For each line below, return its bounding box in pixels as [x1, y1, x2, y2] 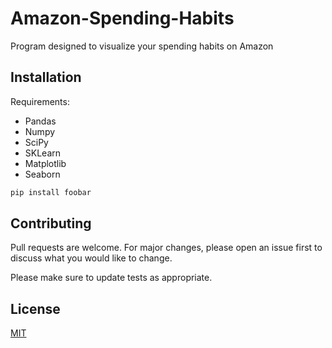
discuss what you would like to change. [10, 252, 173, 264]
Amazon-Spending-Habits [10, 7, 235, 30]
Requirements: [10, 95, 70, 107]
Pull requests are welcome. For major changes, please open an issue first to [10, 242, 323, 254]
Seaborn [24, 168, 61, 180]
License [10, 300, 61, 317]
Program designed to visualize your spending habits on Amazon [10, 40, 274, 52]
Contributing [10, 215, 92, 232]
